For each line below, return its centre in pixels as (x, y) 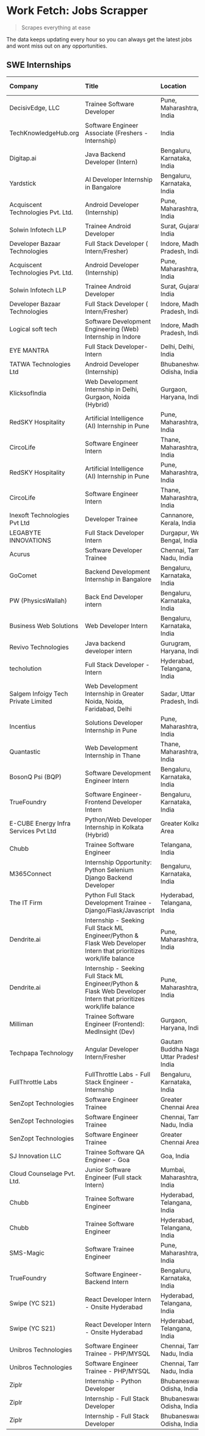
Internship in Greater (115, 693)
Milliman (21, 1024)
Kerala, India (178, 522)
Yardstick (23, 183)
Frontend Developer (113, 802)
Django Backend (109, 878)
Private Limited (31, 701)
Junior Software (108, 1169)
